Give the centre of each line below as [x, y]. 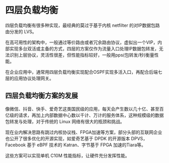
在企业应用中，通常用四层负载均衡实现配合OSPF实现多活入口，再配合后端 [81, 72]
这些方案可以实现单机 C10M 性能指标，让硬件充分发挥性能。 [67, 155]
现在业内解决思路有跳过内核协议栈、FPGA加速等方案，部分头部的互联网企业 [84, 132]
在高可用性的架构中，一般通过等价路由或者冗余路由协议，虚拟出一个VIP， [81, 42]
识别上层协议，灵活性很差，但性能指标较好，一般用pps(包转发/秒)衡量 [82, 55]
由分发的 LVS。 [21, 31]
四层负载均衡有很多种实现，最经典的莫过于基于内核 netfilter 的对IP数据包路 [82, 25]
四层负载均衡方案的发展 [41, 96]
